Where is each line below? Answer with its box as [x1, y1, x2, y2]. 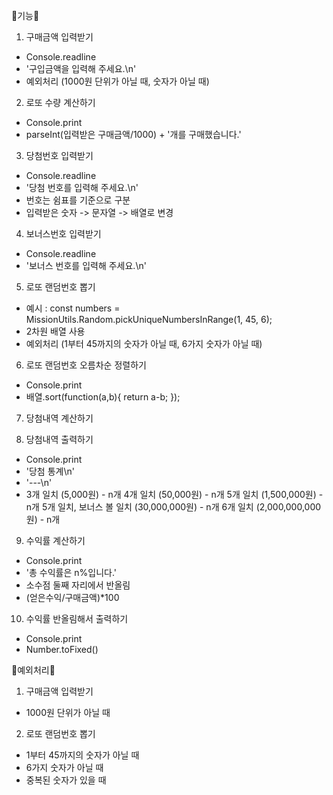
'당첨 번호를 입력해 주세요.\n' [25, 182, 139, 193]
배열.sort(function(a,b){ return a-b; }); [25, 391, 181, 403]
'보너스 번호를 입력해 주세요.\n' [25, 260, 147, 271]
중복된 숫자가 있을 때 [25, 774, 107, 786]
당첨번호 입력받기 [25, 150, 94, 161]
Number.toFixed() [25, 644, 99, 655]
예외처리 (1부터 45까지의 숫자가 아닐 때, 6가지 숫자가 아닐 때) [25, 338, 263, 349]
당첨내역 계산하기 [25, 412, 94, 424]
